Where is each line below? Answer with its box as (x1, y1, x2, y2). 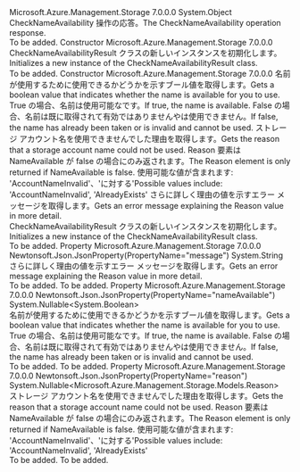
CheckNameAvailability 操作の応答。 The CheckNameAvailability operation (9, 18, 281, 28)
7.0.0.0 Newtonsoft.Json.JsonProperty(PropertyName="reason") (9, 370, 248, 381)
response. (9, 28, 46, 37)
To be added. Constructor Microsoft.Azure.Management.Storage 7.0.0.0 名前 (9, 69, 291, 79)
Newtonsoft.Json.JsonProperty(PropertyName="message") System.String (9, 250, 284, 261)
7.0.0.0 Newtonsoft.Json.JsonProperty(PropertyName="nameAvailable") (9, 290, 276, 300)
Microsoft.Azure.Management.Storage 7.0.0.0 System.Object (9, 7, 232, 17)
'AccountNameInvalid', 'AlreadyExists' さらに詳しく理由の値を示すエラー (9, 189, 275, 200)
